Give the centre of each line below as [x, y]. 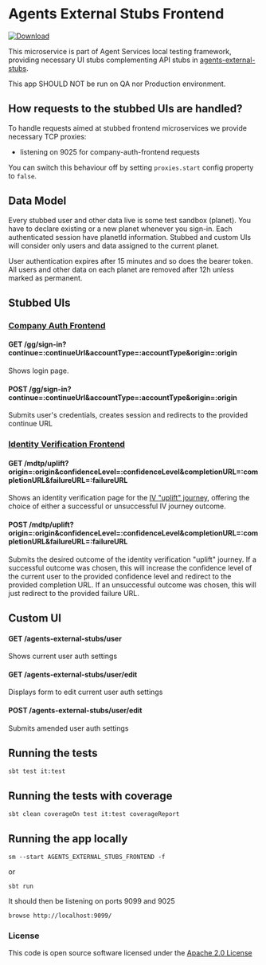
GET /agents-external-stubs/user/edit [73, 674]
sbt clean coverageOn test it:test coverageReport [94, 814]
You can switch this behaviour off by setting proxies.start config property [131, 167]
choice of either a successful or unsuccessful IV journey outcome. [117, 506]
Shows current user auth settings [63, 656]
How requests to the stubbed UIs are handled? [125, 109]
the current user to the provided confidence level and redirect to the [120, 576]
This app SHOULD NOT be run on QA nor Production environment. [117, 84]
